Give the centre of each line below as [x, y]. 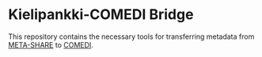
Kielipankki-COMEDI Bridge [101, 15]
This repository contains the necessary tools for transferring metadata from [131, 36]
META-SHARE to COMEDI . [51, 44]
